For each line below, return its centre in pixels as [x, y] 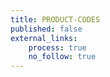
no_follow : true [62, 57]
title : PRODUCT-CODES [55, 19]
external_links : [44, 38]
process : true [57, 47]
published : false [46, 29]
